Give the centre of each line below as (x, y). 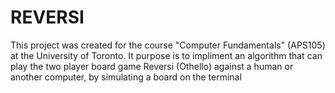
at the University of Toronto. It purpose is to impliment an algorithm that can (166, 55)
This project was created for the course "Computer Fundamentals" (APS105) (168, 45)
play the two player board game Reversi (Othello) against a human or (152, 66)
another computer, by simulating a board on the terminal (126, 77)
